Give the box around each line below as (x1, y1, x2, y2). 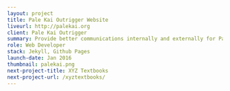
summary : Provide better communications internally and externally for (7, 36, 216, 42)
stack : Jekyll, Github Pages (7, 49, 90, 55)
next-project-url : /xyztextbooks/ (7, 73, 106, 81)
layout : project (7, 10, 53, 17)
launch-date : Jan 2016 (7, 55, 72, 62)
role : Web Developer (7, 42, 66, 49)
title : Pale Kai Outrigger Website (7, 16, 109, 23)
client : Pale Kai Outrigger (7, 29, 88, 36)
